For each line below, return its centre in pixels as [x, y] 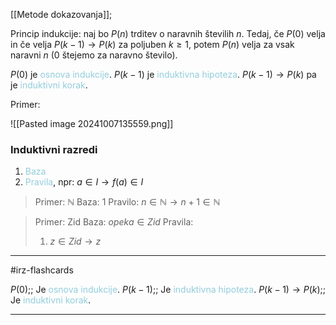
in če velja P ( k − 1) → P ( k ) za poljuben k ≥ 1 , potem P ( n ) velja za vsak [152, 44]
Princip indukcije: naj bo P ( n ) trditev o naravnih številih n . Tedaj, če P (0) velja [168, 33]
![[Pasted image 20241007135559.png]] [92, 123]
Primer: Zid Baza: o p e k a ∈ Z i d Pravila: [114, 222]
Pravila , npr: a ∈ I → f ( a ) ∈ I [84, 182]
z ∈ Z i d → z [75, 241]
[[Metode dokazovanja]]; [61, 14]
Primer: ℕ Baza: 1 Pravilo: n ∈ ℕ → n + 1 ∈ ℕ [127, 202]
